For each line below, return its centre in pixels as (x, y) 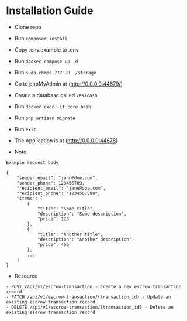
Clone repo (28, 27)
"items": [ (30, 198)
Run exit (25, 129)
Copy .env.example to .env (46, 49)
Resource (26, 276)
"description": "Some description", (82, 214)
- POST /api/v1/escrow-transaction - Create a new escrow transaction (94, 286)
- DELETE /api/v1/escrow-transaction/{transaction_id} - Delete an (90, 307)
